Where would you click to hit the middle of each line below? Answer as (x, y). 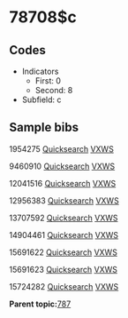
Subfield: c (41, 99)
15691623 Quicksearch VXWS (63, 269)
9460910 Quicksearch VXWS (62, 166)
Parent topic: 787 (40, 304)
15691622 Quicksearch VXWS (63, 252)
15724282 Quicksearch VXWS (64, 286)
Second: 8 (54, 90)
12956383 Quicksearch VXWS (64, 200)
